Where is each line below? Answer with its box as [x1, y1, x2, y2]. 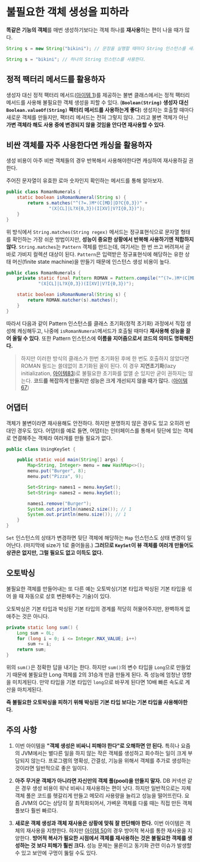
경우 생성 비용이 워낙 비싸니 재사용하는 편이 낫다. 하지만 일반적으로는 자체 [21, 784, 192, 792]
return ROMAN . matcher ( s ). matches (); [27, 297, 118, 304]
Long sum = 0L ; [17, 630, 55, 636]
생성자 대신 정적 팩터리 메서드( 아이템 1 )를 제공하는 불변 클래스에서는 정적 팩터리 [6, 91, 190, 98]
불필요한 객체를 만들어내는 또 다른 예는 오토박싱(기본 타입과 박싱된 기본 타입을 [6, 585, 186, 592]
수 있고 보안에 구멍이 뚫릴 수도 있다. [14, 849, 98, 856]
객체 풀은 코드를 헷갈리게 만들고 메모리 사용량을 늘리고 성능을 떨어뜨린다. [14, 792, 183, 799]
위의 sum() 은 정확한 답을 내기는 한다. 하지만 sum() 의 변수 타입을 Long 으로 [6, 664, 175, 671]
